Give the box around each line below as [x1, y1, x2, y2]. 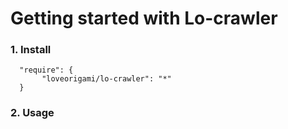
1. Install [10, 43, 52, 57]
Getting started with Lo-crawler [10, 7, 278, 30]
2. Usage [10, 106, 55, 120]
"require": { [19, 65, 74, 76]
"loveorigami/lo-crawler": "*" [41, 74, 172, 84]
